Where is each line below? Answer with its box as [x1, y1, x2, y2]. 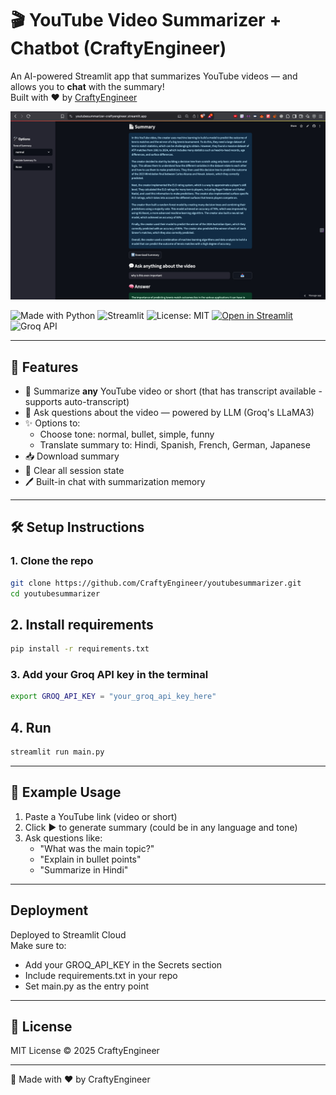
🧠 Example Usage [10, 784, 122, 801]
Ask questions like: [24, 832, 103, 844]
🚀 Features [10, 358, 79, 376]
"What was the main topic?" [39, 842, 155, 854]
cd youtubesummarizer [10, 588, 101, 599]
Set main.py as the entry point [24, 980, 150, 992]
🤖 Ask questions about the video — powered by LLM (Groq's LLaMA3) [24, 406, 315, 418]
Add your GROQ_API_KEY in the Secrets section [24, 958, 223, 971]
